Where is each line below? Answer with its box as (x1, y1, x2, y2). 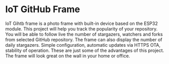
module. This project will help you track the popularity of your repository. (5, 25, 158, 31)
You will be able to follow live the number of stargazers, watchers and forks (5, 31, 163, 37)
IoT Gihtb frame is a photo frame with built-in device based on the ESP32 (5, 20, 158, 26)
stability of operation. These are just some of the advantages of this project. (5, 47, 164, 53)
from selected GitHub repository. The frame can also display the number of (5, 37, 162, 43)
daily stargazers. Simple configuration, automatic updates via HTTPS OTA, (5, 42, 161, 48)
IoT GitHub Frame (5, 4, 80, 15)
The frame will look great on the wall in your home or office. (5, 52, 130, 59)
